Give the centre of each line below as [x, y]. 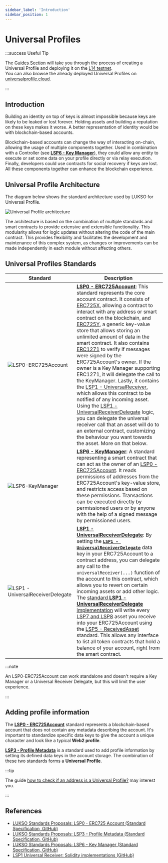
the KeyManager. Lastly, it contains [118, 380]
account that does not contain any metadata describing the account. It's [79, 730]
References [23, 811]
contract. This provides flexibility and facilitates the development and [76, 238]
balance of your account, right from [118, 648]
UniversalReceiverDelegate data [114, 547]
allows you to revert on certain [112, 585]
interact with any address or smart [117, 312]
